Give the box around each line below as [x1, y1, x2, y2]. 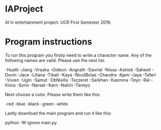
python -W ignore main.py [5, 119, 57, 125]
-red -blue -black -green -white [5, 101, 68, 107]
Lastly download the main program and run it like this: [5, 110, 112, 116]
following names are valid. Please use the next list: [5, 57, 105, 63]
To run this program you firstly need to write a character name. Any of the [5, 52, 152, 58]
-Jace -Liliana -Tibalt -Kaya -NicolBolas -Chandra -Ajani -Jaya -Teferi [17, 72, 156, 78]
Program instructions [5, 36, 92, 47]
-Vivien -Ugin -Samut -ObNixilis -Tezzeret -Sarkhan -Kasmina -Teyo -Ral [5, 77, 150, 83]
